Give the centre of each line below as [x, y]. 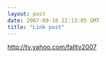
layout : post [27, 14]
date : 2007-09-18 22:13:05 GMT [53, 21]
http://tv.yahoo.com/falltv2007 [52, 47]
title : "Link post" [36, 27]
